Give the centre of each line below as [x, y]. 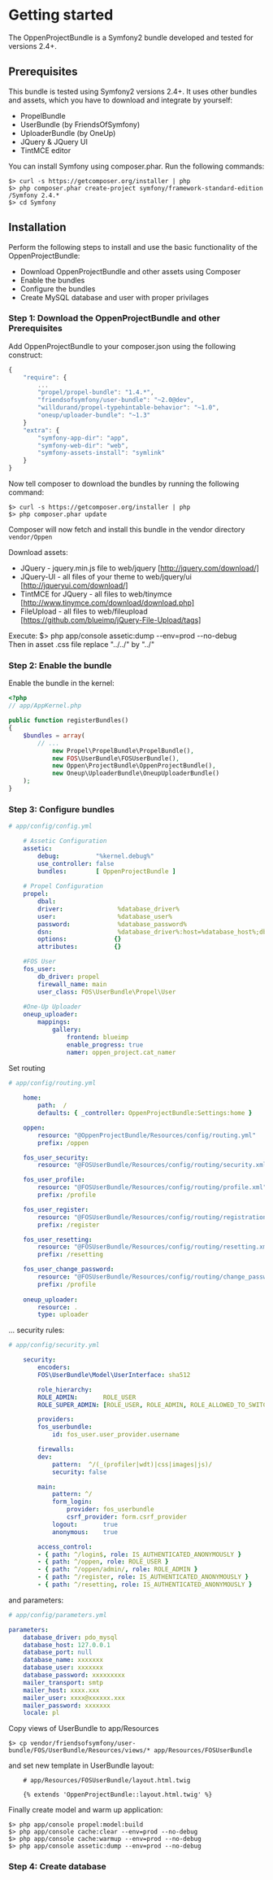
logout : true [84, 1524]
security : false [79, 1472]
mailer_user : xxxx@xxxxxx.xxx [74, 1698]
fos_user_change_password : [69, 1270]
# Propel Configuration [63, 886]
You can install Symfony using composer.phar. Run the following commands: [136, 166]
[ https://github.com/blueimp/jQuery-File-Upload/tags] [110, 620]
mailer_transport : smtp [63, 1682]
